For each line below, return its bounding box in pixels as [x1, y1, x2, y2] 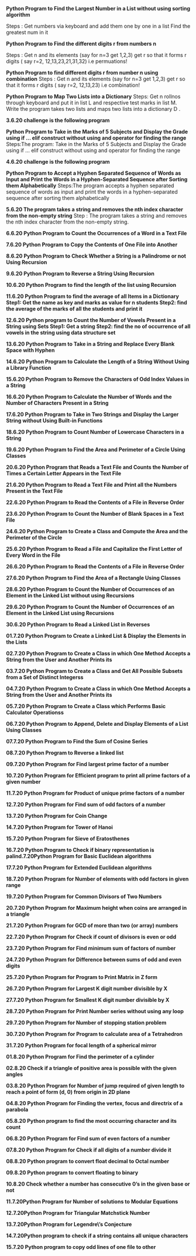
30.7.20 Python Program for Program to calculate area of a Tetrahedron [6, 1031, 183, 1037]
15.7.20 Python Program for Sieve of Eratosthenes [6, 835, 130, 842]
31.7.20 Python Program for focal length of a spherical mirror [6, 1042, 157, 1049]
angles [6, 1071, 23, 1078]
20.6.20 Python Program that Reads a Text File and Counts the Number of [6, 463, 189, 470]
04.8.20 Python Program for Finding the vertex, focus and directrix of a [6, 1100, 183, 1106]
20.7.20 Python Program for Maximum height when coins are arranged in [6, 905, 187, 911]
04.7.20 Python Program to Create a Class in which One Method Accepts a [6, 685, 191, 692]
